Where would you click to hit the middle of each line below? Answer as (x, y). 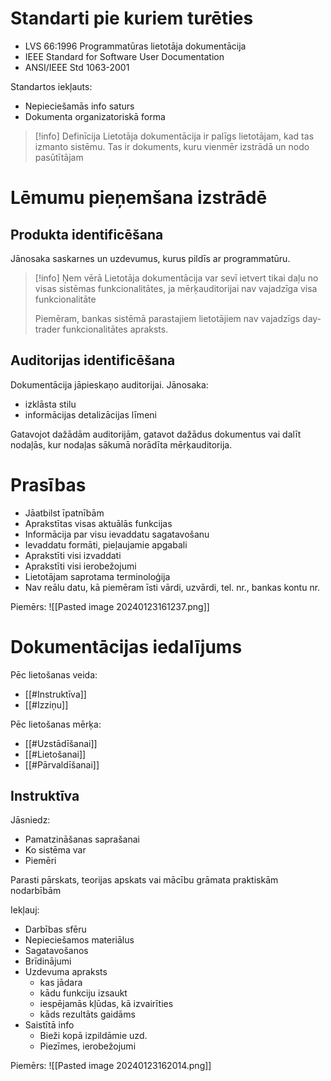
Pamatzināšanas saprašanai (82, 839)
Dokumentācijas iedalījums (126, 646)
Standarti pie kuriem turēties (132, 18)
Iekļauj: (25, 910)
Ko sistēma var (55, 850)
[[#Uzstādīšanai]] (61, 743)
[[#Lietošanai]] (55, 754)
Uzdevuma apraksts (66, 972)
